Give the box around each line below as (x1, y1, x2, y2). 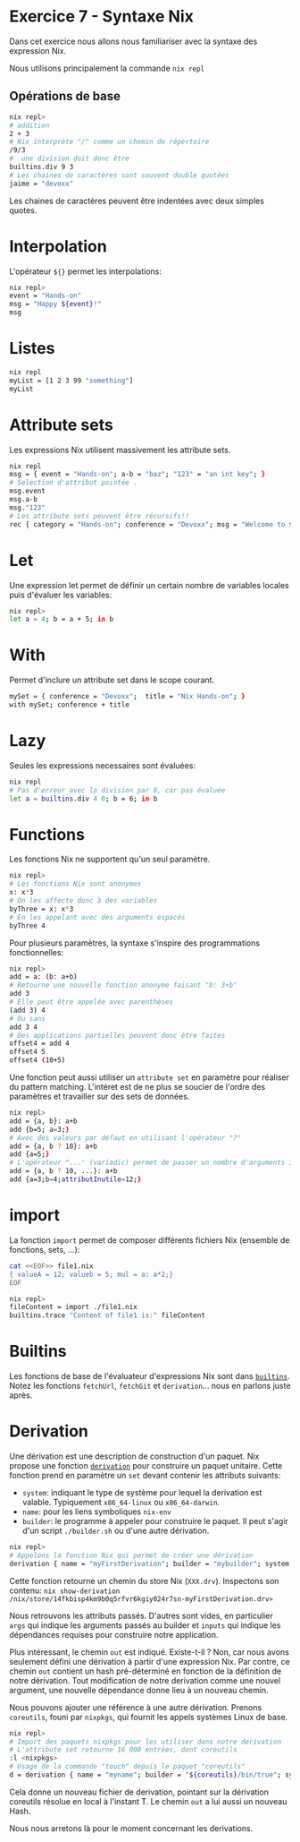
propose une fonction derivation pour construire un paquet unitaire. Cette (9, 1461, 283, 1470)
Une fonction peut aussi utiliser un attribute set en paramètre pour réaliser (9, 1072, 290, 1083)
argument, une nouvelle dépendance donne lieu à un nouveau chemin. (9, 1684, 270, 1695)
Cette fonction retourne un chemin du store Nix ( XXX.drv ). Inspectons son (9, 1575, 279, 1586)
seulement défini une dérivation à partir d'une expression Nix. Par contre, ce (9, 1656, 290, 1666)
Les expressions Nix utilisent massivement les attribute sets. (9, 444, 231, 455)
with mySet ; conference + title (9, 700, 129, 709)
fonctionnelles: (9, 947, 64, 957)
